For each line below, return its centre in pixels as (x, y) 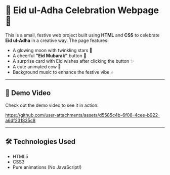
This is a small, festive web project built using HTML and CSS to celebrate (82, 35)
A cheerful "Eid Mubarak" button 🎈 (50, 56)
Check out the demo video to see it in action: (52, 105)
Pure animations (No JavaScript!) (47, 167)
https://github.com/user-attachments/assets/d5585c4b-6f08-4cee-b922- (83, 115)
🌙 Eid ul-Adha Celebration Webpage (82, 10)
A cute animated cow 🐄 (37, 67)
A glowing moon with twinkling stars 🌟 (52, 50)
